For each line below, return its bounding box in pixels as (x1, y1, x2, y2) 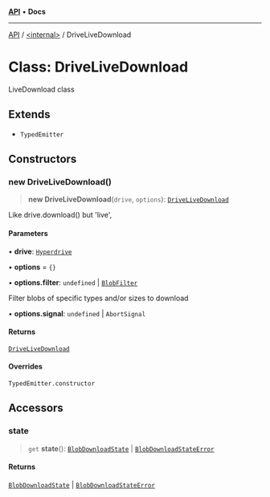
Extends (8, 108, 51, 121)
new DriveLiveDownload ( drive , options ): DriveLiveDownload (27, 194, 229, 204)
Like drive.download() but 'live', (8, 210, 112, 220)
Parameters (8, 229, 48, 238)
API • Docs (8, 7, 46, 16)
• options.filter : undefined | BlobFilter (8, 277, 138, 287)
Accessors (8, 401, 64, 415)
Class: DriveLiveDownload (8, 58, 189, 76)
